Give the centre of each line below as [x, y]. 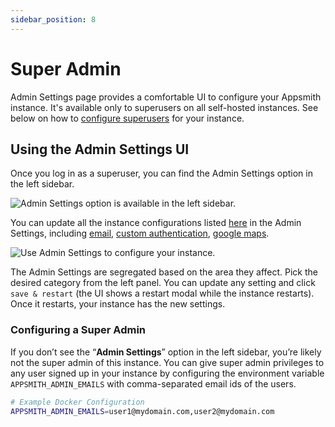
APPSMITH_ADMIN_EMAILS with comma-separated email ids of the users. [153, 383]
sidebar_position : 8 [53, 19]
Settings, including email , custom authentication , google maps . [140, 233]
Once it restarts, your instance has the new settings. [118, 304]
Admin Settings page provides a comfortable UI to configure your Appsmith [166, 97]
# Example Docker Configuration [77, 402]
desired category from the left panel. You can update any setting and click [163, 283]
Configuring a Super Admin [78, 330]
